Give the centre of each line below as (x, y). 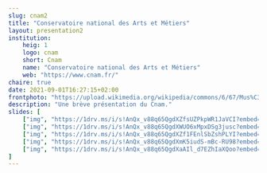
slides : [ (25, 112)
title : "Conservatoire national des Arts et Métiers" (99, 23)
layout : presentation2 (46, 30)
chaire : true (30, 82)
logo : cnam (41, 53)
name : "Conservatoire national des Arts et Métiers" (112, 68)
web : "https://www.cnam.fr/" (71, 75)
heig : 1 (35, 45)
